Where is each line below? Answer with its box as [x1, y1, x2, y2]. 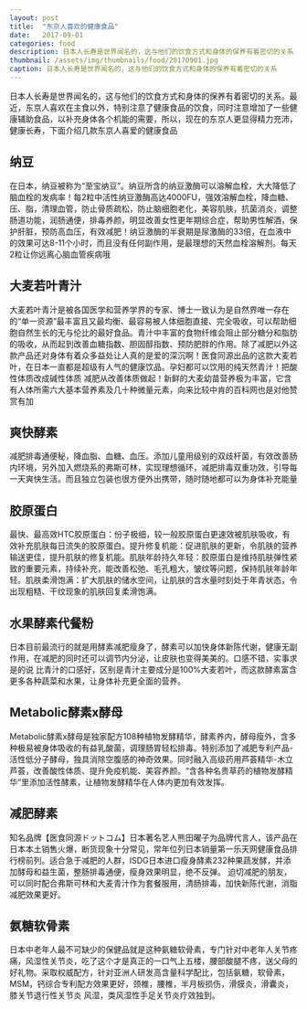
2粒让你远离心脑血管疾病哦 [9, 249, 111, 260]
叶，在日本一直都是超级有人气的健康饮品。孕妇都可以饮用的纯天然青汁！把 [9, 361, 290, 372]
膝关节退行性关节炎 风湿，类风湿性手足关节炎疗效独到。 [9, 990, 220, 1001]
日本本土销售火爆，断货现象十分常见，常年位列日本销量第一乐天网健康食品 [9, 843, 290, 855]
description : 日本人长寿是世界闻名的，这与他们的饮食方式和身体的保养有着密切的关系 [9, 48, 294, 57]
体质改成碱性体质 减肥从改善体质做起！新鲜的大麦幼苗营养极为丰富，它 [16, 372, 284, 384]
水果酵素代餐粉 [9, 615, 94, 631]
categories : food [9, 38, 76, 48]
